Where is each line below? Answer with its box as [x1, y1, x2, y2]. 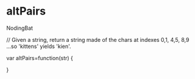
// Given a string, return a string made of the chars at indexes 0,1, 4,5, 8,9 [6, 36, 190, 43]
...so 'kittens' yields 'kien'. [6, 43, 71, 50]
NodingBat [6, 24, 34, 32]
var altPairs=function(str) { [6, 54, 73, 61]
